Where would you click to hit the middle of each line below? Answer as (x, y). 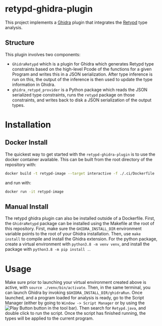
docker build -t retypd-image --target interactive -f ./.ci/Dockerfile (80, 173)
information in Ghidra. (34, 84)
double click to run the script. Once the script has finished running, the (75, 313)
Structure (20, 43)
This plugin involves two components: (43, 54)
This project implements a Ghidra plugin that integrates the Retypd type (76, 22)
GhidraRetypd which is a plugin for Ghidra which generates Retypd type (83, 64)
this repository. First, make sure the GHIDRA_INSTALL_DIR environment (73, 228)
